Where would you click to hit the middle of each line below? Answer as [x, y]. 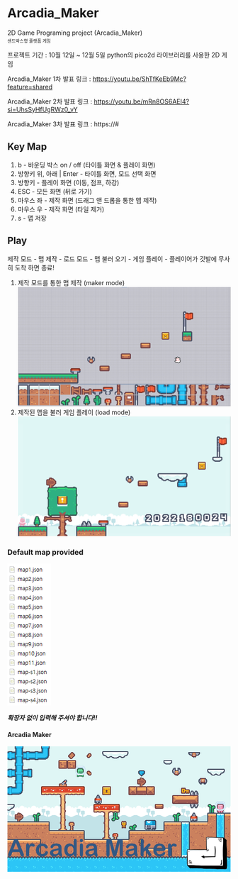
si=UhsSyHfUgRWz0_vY [42, 109]
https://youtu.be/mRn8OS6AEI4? [142, 101]
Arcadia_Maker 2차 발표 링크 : [50, 101]
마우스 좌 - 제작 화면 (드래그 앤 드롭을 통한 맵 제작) [87, 200]
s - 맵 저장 [32, 218]
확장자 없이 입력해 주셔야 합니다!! [52, 718]
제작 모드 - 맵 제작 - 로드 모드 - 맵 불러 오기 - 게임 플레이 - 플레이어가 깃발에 [112, 259]
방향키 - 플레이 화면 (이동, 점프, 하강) [68, 182]
